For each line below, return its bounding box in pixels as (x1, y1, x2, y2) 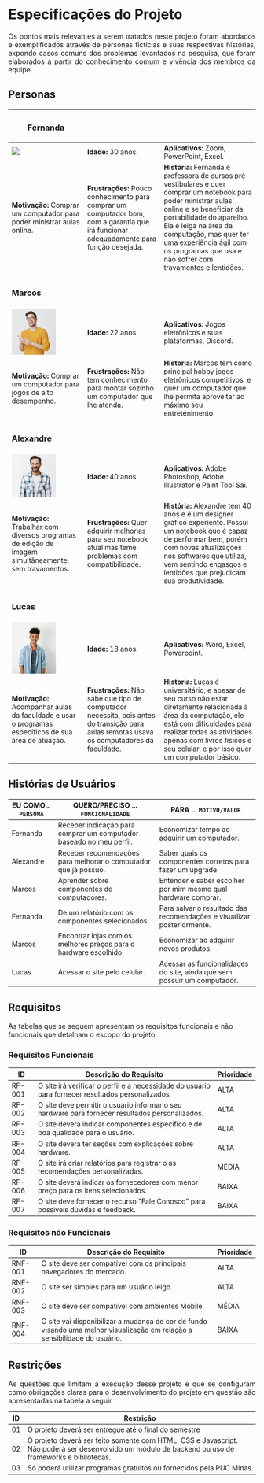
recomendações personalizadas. (38, 1167, 144, 1176)
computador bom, (86, 209, 145, 218)
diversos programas (11, 530, 77, 540)
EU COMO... (11, 801, 51, 810)
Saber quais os (159, 848, 208, 857)
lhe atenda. (86, 400, 123, 409)
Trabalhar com (11, 522, 59, 531)
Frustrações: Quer (86, 518, 148, 527)
